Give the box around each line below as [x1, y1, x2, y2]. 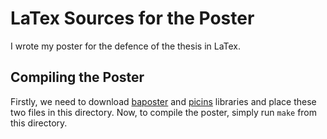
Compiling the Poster [10, 69, 145, 86]
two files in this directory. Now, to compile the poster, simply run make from [10, 106, 318, 118]
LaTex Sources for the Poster [10, 7, 255, 30]
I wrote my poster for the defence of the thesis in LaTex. [10, 40, 242, 52]
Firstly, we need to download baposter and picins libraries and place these [10, 95, 317, 107]
